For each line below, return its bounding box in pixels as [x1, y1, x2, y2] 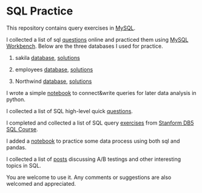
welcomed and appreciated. [6, 180, 76, 187]
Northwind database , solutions [15, 77, 92, 85]
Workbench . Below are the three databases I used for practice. [6, 42, 163, 50]
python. [6, 96, 25, 103]
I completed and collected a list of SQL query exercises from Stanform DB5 [6, 119, 194, 126]
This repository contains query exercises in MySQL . [6, 24, 136, 31]
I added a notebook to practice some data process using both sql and [6, 137, 180, 145]
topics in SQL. [6, 162, 41, 169]
